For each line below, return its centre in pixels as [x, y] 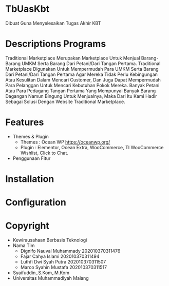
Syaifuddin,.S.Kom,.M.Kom [41, 273]
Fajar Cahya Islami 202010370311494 [60, 256]
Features [25, 122]
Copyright [27, 226]
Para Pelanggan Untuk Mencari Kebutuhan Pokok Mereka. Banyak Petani [82, 85]
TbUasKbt [27, 9]
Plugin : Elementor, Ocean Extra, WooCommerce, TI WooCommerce [92, 147]
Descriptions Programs [56, 44]
